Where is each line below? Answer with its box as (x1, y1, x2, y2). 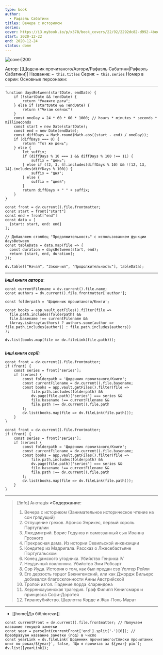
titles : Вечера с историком (5, 20, 62, 26)
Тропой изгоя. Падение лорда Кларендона (24, 581, 113, 587)
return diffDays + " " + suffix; (22, 188, 90, 192)
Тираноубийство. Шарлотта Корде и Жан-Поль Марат (24, 597, 137, 603)
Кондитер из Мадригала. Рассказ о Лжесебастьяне (24, 545, 131, 551)
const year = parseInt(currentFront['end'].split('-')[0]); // (5, 628, 136, 633)
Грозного (24, 535, 44, 541)
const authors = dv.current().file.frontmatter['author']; (5, 290, 127, 296)
